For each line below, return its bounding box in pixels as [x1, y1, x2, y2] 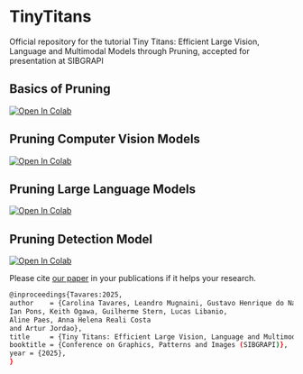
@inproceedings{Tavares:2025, [9, 290, 124, 299]
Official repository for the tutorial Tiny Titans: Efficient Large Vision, [9, 36, 260, 47]
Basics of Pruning [9, 81, 111, 96]
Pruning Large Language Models [9, 181, 197, 196]
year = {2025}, [9, 349, 67, 358]
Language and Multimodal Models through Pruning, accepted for [9, 45, 251, 56]
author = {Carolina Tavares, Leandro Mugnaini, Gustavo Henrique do [9, 299, 284, 308]
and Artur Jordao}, [9, 324, 83, 333]
